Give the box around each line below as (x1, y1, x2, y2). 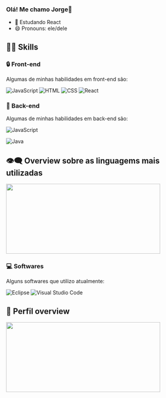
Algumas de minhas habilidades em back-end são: (6, 115, 128, 122)
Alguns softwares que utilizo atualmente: (6, 278, 104, 285)
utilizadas (6, 168, 43, 178)
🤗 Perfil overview (6, 306, 70, 316)
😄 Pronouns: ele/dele (14, 25, 67, 32)
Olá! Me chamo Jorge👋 (6, 5, 72, 14)
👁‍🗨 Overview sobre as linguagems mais (6, 155, 160, 165)
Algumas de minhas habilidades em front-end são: (6, 75, 128, 82)
